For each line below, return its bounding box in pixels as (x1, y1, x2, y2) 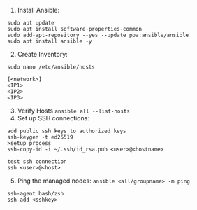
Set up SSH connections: (17, 114, 89, 122)
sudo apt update (7, 20, 54, 27)
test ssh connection (7, 158, 68, 165)
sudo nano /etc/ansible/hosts (7, 64, 96, 71)
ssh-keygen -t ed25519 (7, 134, 73, 141)
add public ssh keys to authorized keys (7, 127, 127, 134)
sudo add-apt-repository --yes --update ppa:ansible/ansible (7, 31, 189, 38)
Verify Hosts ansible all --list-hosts (17, 106, 131, 115)
